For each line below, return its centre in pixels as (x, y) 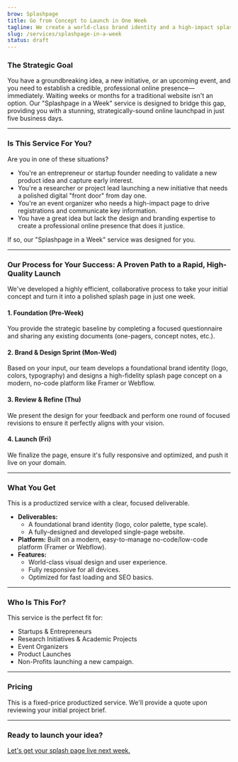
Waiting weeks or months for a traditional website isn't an (130, 96)
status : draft (28, 41)
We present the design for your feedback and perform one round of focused (119, 415)
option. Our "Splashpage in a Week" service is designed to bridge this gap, (117, 103)
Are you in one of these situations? (58, 159)
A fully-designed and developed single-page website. (107, 532)
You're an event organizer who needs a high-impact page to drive (114, 203)
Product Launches (44, 654)
